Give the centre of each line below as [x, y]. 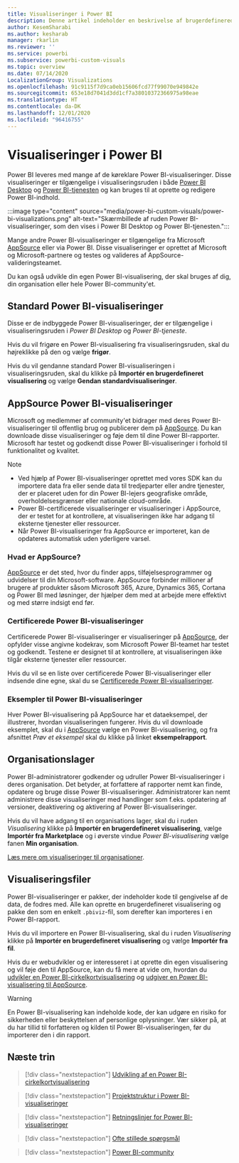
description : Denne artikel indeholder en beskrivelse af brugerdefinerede [122, 21]
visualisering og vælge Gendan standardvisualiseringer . [92, 381]
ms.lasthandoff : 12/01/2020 [49, 113]
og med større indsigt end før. [51, 603]
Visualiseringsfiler [49, 880]
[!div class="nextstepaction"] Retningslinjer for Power [103, 1117]
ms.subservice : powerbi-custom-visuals [67, 60]
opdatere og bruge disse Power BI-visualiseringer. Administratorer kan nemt [119, 792]
